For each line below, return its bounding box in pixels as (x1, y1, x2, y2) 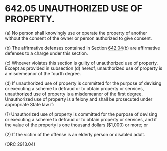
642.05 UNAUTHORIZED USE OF (5, 3, 143, 14)
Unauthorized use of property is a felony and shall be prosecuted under (5, 96, 153, 102)
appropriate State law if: (5, 101, 55, 107)
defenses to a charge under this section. (5, 50, 88, 56)
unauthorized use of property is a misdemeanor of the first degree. (5, 91, 143, 97)
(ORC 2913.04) (5, 141, 36, 147)
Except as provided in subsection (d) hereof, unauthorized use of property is (5, 65, 163, 71)
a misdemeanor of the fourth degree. (5, 70, 81, 76)
